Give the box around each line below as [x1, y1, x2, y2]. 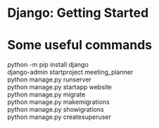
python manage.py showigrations [7, 105, 104, 114]
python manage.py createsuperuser [7, 113, 111, 121]
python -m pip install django [7, 60, 89, 69]
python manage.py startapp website [7, 83, 113, 91]
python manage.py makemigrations [7, 98, 110, 106]
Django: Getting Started [7, 5, 149, 21]
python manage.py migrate [7, 90, 86, 99]
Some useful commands [7, 37, 153, 53]
